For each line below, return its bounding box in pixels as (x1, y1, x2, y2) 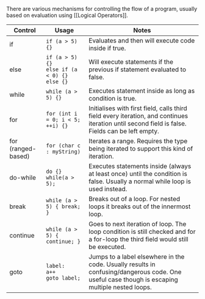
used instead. (88, 185, 128, 193)
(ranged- (9, 144, 37, 153)
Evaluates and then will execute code (88, 37, 195, 44)
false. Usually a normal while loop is (88, 177, 191, 185)
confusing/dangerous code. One (88, 268, 182, 276)
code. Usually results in (88, 260, 156, 269)
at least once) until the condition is (88, 170, 187, 178)
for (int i (46, 110, 77, 117)
